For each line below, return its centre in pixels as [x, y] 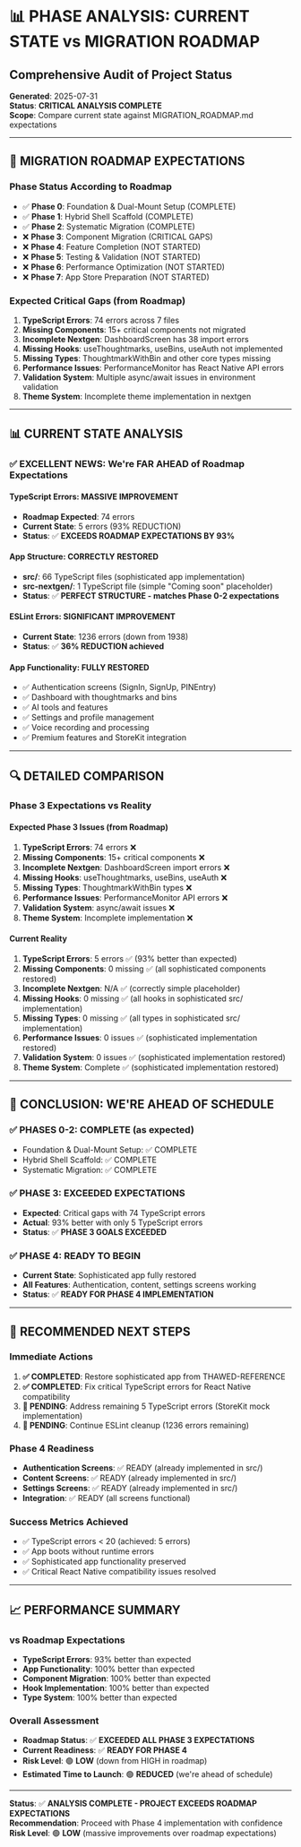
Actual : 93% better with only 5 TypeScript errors [112, 1222]
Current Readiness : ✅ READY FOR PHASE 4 [105, 1750]
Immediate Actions [52, 1357]
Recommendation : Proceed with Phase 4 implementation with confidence [146, 1823]
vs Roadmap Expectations [67, 1640]
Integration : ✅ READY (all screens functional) [106, 1498]
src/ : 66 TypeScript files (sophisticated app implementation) [133, 576]
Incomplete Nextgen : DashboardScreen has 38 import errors [135, 339]
